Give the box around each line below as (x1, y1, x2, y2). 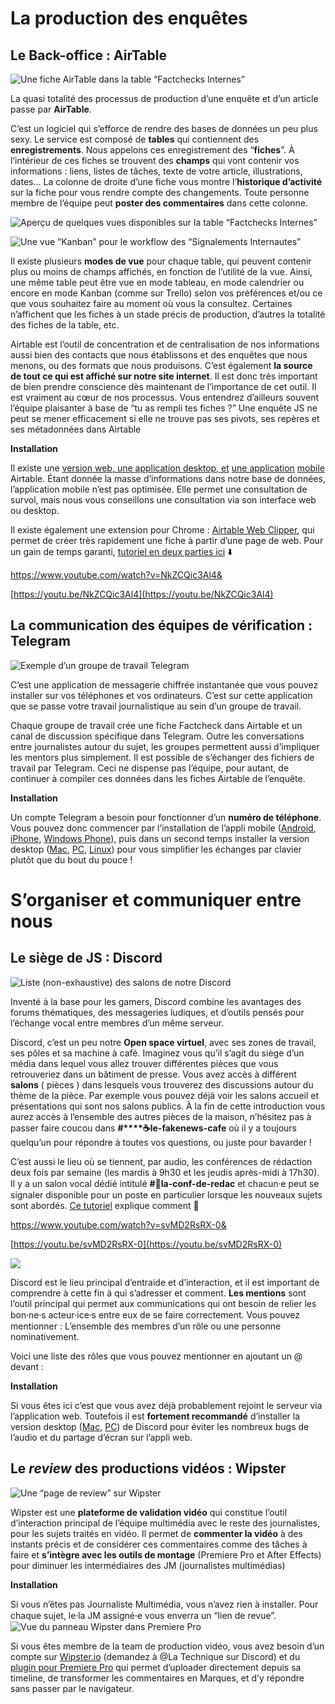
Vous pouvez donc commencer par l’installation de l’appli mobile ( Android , (10, 822, 317, 834)
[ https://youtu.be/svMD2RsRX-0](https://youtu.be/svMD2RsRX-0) (10, 1238, 283, 1250)
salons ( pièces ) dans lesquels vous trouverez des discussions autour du (10, 1078, 314, 1091)
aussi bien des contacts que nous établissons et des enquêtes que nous (10, 349, 308, 361)
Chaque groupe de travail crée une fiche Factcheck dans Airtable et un (10, 719, 303, 731)
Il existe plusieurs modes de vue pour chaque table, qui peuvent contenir (10, 255, 312, 267)
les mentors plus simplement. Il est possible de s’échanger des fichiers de (10, 751, 315, 763)
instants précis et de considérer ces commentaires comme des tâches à (10, 1538, 308, 1550)
